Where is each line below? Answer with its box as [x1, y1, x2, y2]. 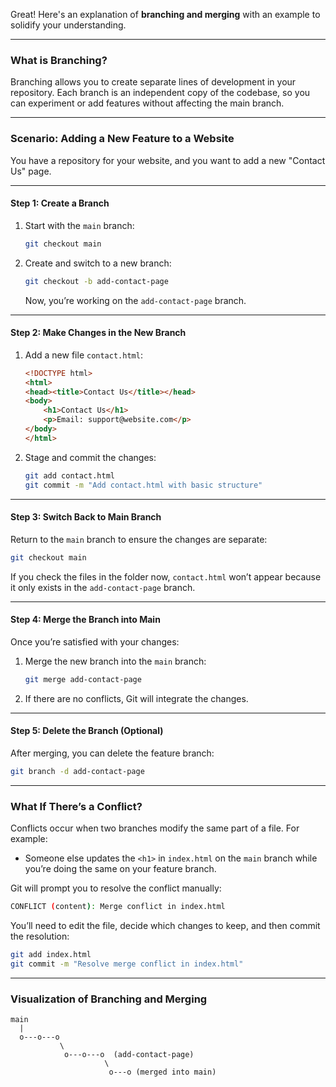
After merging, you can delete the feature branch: [10, 747, 215, 759]
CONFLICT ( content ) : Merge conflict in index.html [10, 902, 226, 912]
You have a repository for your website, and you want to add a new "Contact [10, 154, 326, 166]
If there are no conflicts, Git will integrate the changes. [24, 692, 249, 704]
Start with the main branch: [24, 219, 135, 231]
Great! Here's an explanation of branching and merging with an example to [10, 9, 321, 20]
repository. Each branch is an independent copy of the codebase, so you [10, 87, 311, 99]
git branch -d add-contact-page [10, 766, 145, 776]
